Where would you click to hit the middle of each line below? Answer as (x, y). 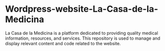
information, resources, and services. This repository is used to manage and (83, 38)
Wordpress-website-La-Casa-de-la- (82, 9)
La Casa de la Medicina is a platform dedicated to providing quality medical (82, 33)
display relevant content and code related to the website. (63, 43)
